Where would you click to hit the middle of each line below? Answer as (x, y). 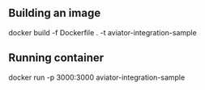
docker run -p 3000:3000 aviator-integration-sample (97, 77)
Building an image (55, 13)
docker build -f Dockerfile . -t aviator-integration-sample (102, 32)
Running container (56, 58)
